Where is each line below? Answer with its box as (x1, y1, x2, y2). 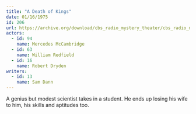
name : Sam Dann (16, 80, 54, 85)
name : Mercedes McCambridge (16, 42, 85, 47)
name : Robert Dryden (16, 63, 66, 69)
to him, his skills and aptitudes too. (6, 102, 89, 108)
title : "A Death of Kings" (6, 8, 72, 15)
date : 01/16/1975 (6, 14, 48, 20)
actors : (6, 30, 25, 36)
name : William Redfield (16, 52, 75, 58)
